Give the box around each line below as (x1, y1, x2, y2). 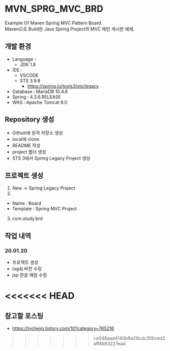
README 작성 (12, 142, 41, 148)
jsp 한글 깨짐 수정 (12, 272, 47, 278)
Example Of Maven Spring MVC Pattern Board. (5, 20, 103, 26)
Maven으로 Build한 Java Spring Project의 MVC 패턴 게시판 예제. (5, 26, 135, 32)
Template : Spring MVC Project (12, 206, 77, 212)
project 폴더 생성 (12, 148, 46, 155)
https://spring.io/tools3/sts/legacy (27, 83, 99, 89)
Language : (12, 56, 36, 62)
